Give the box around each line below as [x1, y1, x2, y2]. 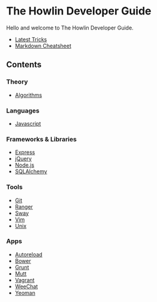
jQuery [14, 155, 32, 162]
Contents [6, 60, 42, 70]
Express [14, 149, 35, 156]
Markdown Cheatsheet [14, 42, 72, 49]
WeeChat [14, 283, 38, 290]
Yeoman [14, 289, 36, 296]
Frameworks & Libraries [6, 135, 77, 143]
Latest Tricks [14, 35, 47, 43]
